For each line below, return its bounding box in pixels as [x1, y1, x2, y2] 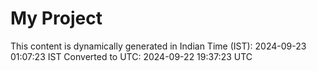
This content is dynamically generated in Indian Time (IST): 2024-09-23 [10, 40, 307, 52]
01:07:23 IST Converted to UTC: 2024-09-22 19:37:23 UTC [10, 50, 253, 62]
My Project [10, 7, 103, 30]
